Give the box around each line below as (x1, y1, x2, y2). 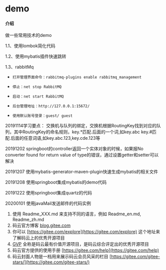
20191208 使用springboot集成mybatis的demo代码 (5, 180, 107, 185)
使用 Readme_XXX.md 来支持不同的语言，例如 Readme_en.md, (12, 211, 142, 217)
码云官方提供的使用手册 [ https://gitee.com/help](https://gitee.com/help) (12, 247, 159, 254)
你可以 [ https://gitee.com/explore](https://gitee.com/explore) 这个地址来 (12, 229, 161, 235)
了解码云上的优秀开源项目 (12, 235, 65, 241)
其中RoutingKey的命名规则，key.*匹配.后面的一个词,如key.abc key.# (13, 129, 153, 135)
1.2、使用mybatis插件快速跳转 (5, 53, 67, 60)
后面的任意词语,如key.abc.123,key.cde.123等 (10, 135, 100, 141)
